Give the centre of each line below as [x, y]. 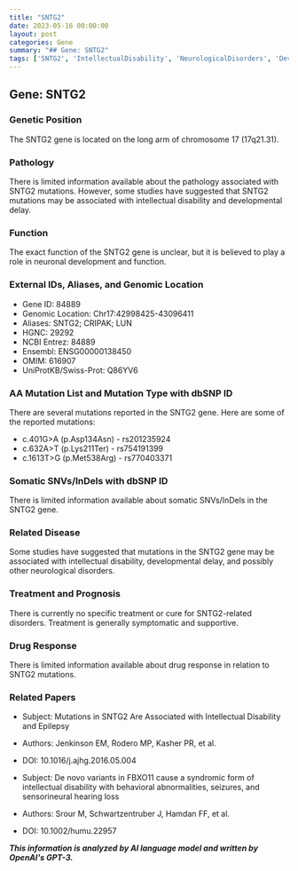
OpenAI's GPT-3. [41, 858]
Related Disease [45, 533]
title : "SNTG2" [37, 17]
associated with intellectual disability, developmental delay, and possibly [141, 561]
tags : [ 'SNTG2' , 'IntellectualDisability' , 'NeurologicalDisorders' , [141, 59]
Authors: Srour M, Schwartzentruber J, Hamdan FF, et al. [126, 814]
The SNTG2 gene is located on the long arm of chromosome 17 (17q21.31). [144, 139]
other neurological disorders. [62, 571]
